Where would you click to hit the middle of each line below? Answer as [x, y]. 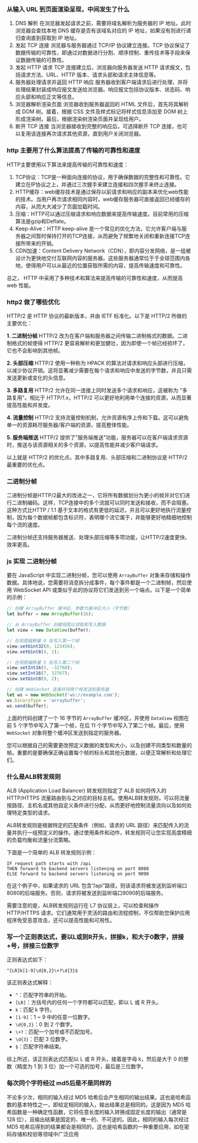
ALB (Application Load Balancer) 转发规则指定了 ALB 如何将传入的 [87, 790]
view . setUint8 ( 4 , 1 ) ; [33, 652]
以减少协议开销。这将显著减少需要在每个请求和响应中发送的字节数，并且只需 [99, 370]
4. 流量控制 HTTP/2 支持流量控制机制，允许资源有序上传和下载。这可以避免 [98, 417]
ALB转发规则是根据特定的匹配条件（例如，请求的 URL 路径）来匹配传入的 [95, 825]
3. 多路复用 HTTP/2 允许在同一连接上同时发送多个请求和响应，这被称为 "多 [97, 390]
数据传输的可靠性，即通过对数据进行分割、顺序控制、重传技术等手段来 [100, 53]
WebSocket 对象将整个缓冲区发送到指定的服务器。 [66, 732]
